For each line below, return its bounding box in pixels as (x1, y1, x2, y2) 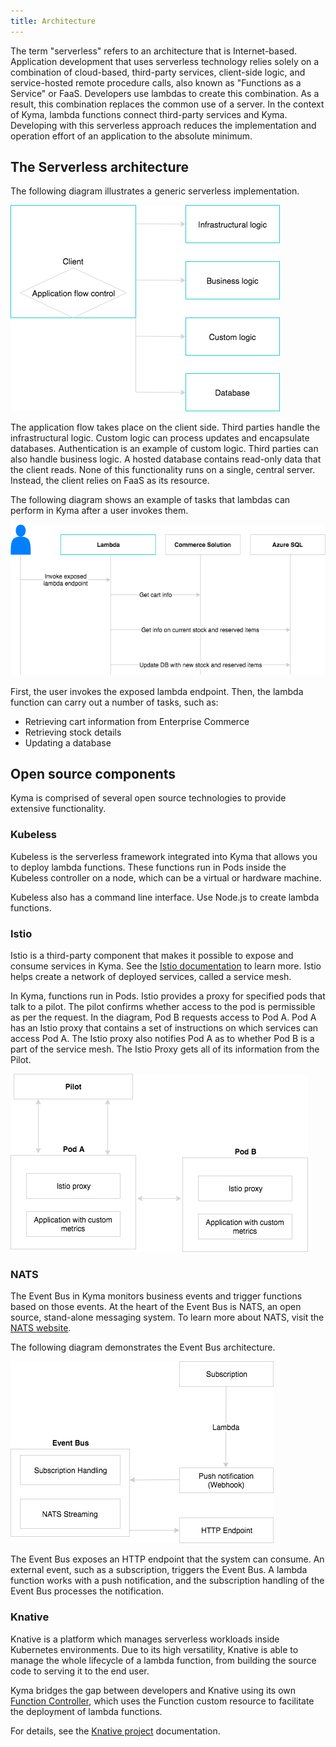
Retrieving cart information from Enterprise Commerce (24, 715, 250, 727)
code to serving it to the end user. (10, 1665, 150, 1677)
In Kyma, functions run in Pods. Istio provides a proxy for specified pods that (10, 990, 326, 1002)
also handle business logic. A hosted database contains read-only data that (10, 453, 322, 465)
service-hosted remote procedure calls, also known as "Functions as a (10, 76, 302, 89)
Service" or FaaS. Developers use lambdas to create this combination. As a (10, 87, 320, 99)
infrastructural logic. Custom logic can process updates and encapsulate (10, 432, 310, 444)
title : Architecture (10, 16, 97, 26)
